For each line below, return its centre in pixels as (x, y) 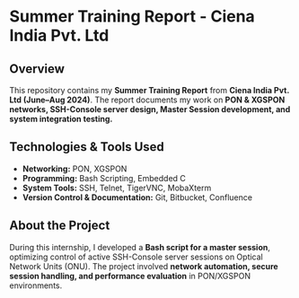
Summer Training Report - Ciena (132, 17)
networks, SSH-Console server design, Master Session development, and (150, 109)
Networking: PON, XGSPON (75, 169)
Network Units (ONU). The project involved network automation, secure (144, 266)
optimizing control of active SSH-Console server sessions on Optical (136, 257)
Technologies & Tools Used (87, 147)
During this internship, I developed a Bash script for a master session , (140, 247)
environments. (36, 285)
